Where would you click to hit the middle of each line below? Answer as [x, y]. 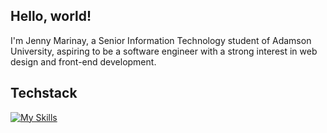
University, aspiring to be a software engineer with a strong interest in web [164, 51]
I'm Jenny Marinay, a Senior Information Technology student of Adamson [161, 40]
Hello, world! [51, 16]
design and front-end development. [83, 61]
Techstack [44, 93]
